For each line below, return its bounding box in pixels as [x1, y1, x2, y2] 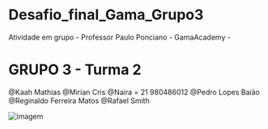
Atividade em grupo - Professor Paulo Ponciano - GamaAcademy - [8, 32, 231, 42]
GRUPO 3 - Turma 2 [8, 60, 142, 79]
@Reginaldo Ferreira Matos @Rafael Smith [8, 95, 150, 106]
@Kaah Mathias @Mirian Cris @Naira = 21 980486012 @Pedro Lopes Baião [8, 87, 261, 97]
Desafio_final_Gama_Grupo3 [8, 6, 204, 24]
